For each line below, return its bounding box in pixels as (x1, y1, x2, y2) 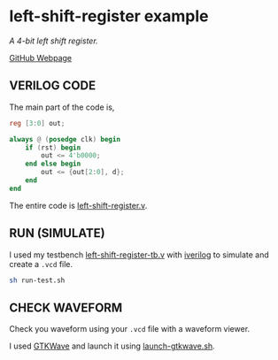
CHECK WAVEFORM (9, 300, 123, 315)
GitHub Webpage (9, 52, 73, 63)
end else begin (25, 159, 81, 169)
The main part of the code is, (9, 102, 115, 112)
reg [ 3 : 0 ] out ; (9, 119, 66, 127)
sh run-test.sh (9, 276, 66, 285)
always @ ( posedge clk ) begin (9, 134, 121, 143)
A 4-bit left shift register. (9, 35, 99, 46)
